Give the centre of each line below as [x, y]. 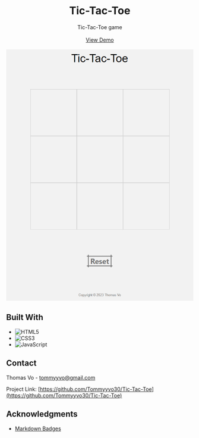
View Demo [100, 40]
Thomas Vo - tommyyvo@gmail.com [51, 377]
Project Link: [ [23, 389]
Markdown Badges [38, 428]
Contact [21, 363]
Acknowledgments [42, 414]
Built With [25, 317]
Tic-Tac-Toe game [100, 27]
